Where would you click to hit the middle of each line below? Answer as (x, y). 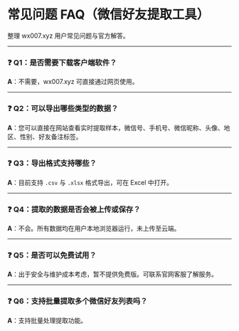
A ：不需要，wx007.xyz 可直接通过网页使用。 (73, 82)
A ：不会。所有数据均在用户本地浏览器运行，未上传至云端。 (94, 228)
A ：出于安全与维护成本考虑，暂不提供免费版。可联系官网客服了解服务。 (113, 274)
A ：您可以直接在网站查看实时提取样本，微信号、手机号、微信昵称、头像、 (116, 127)
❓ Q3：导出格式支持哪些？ (52, 163)
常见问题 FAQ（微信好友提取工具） (108, 15)
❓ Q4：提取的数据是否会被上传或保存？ (74, 209)
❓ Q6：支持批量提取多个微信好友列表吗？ (78, 301)
